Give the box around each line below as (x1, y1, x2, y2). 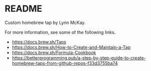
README (4, 3, 42, 14)
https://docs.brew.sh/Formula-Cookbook (11, 49, 96, 55)
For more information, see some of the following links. (4, 29, 116, 35)
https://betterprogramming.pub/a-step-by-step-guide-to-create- (11, 54, 146, 60)
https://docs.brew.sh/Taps (11, 38, 66, 45)
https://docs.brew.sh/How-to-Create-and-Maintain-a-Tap (11, 44, 131, 50)
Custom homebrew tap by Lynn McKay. (4, 19, 86, 25)
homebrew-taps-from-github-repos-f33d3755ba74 (11, 60, 118, 66)
